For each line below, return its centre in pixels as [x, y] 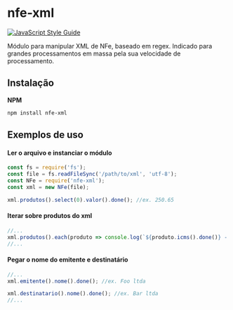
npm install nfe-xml [38, 113]
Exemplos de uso [46, 135]
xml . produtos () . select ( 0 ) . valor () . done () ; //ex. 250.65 [91, 200]
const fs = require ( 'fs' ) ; [47, 168]
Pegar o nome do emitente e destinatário [68, 260]
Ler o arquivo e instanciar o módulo [60, 153]
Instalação [31, 83]
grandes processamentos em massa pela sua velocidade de [94, 53]
